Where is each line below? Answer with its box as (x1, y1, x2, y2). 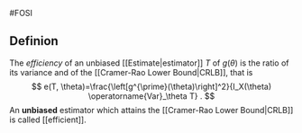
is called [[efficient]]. (9, 114, 87, 125)
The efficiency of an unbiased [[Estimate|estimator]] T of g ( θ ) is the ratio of (9, 58, 290, 68)
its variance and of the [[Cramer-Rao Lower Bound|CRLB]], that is (9, 66, 253, 77)
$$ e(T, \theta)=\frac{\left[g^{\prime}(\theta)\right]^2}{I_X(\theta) (31, 81, 272, 92)
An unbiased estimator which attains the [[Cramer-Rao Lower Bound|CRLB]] (9, 104, 294, 115)
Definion (9, 33, 59, 49)
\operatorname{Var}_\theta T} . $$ (87, 90, 215, 102)
